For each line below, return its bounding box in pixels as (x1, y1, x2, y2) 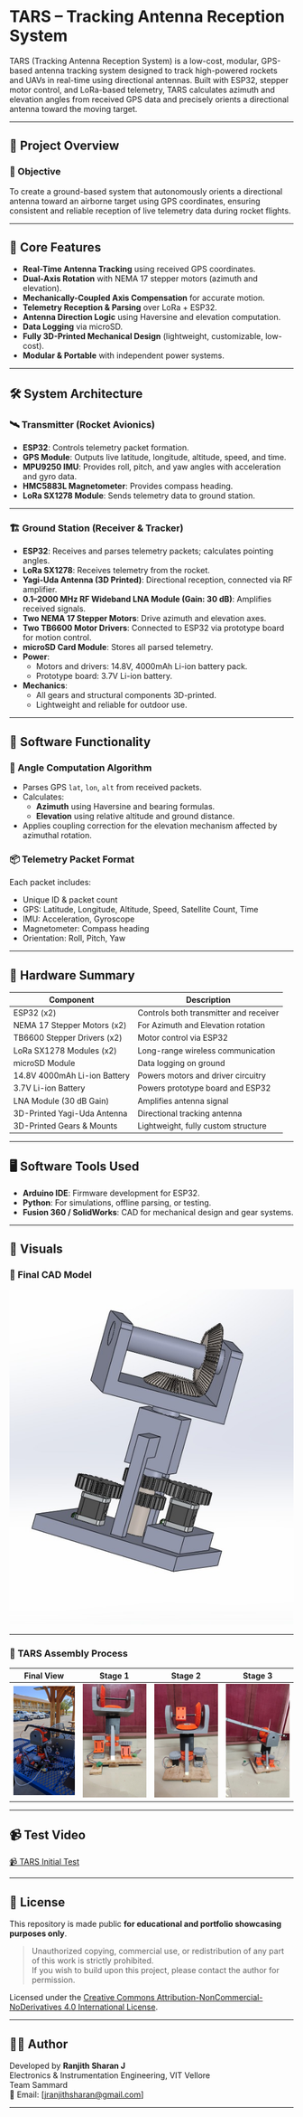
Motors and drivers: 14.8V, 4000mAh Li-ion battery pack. (35, 661, 248, 672)
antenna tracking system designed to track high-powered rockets (34, 65, 278, 76)
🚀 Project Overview (9, 138, 120, 154)
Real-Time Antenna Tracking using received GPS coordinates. (22, 264, 256, 275)
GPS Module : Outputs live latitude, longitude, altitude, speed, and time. (22, 452, 287, 463)
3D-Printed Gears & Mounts (13, 1120, 118, 1131)
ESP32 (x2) (13, 1007, 57, 1018)
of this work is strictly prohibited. (31, 1955, 154, 1966)
